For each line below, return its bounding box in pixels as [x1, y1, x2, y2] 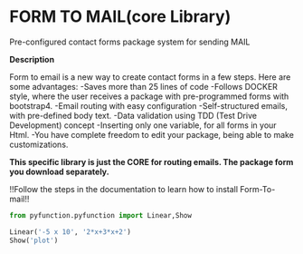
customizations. [9, 139, 69, 150]
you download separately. [9, 166, 110, 177]
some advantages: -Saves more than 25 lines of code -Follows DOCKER [9, 81, 279, 92]
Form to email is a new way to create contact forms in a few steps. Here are [9, 71, 291, 83]
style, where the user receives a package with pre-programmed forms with [9, 91, 289, 102]
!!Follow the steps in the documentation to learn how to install [9, 183, 238, 194]
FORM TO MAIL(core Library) [9, 6, 232, 27]
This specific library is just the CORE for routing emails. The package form [9, 156, 294, 167]
